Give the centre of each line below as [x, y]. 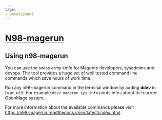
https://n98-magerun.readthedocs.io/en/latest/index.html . [63, 112]
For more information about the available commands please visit [70, 107]
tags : [10, 9]
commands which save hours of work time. [48, 78]
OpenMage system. [25, 98]
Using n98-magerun [37, 56]
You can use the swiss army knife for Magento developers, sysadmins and [80, 68]
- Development [20, 14]
